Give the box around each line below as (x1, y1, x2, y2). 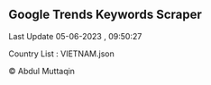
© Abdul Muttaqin (8, 65, 76, 76)
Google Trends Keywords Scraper (8, 7, 202, 22)
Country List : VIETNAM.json (8, 48, 115, 59)
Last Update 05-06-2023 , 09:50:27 (8, 30, 142, 41)
